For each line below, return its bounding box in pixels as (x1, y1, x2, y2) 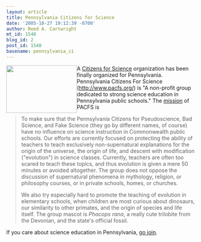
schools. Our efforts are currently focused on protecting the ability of (21, 134, 193, 142)
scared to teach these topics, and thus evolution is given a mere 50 (21, 160, 188, 167)
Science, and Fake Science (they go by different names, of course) (21, 122, 188, 129)
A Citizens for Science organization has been (77, 65, 189, 72)
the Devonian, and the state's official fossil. (21, 217, 129, 224)
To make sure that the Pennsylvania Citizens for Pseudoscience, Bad (21, 115, 193, 122)
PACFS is (77, 103, 100, 111)
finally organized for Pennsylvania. (77, 71, 163, 79)
